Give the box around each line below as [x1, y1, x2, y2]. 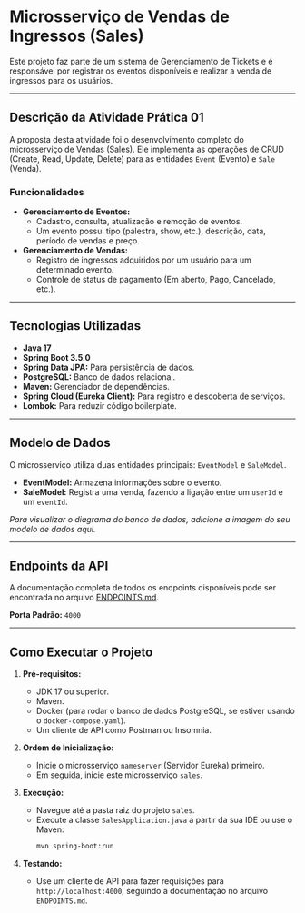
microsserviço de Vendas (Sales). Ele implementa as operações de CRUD [9, 144, 284, 154]
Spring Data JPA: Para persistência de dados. [22, 362, 195, 372]
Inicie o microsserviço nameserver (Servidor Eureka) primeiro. [35, 760, 265, 771]
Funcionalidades [9, 185, 84, 198]
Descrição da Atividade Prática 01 [9, 110, 204, 125]
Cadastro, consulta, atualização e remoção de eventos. [35, 216, 243, 227]
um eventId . [22, 496, 68, 507]
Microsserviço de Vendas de [9, 6, 230, 27]
